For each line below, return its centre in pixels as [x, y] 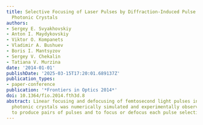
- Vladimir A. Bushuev [35, 46]
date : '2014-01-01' [31, 68]
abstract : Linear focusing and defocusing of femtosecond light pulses [98, 101]
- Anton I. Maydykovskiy [37, 34]
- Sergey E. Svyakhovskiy [39, 29]
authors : [17, 23]
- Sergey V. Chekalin [34, 56]
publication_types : [31, 79]
